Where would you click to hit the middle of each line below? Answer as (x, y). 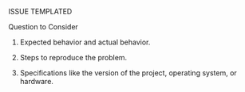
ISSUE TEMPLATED (40, 11)
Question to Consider (43, 27)
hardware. (37, 81)
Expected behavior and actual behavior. (85, 42)
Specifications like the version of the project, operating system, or (128, 73)
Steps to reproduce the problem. (73, 57)
